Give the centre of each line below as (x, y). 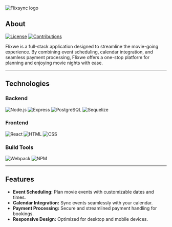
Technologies (28, 84)
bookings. (23, 214)
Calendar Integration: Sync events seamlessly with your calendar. (83, 202)
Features (20, 179)
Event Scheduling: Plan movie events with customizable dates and (83, 192)
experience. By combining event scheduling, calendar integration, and (79, 52)
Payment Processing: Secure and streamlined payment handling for (85, 208)
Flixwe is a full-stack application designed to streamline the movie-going (82, 46)
